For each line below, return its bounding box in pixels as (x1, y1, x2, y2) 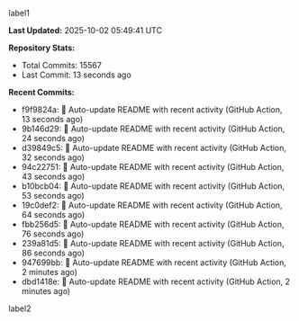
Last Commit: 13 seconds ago (21, 69, 131, 80)
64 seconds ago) (21, 210, 86, 219)
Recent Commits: (8, 87, 75, 97)
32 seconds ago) (21, 152, 85, 163)
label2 (8, 303, 32, 314)
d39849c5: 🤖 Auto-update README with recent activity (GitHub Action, (21, 143, 287, 153)
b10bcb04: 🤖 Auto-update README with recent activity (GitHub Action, (21, 181, 285, 192)
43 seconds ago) (21, 171, 86, 182)
